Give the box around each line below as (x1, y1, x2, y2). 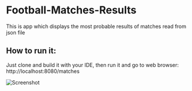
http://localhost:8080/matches (6, 68, 80, 75)
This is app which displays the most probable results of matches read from (6, 23, 187, 30)
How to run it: (6, 46, 57, 56)
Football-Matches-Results (6, 3, 137, 17)
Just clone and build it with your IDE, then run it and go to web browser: (6, 61, 179, 68)
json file (6, 29, 25, 36)
